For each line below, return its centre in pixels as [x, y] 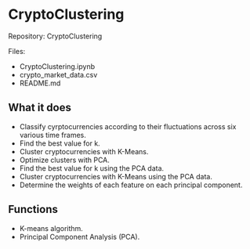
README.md [40, 83]
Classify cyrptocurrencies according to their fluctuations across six [128, 126]
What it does [40, 108]
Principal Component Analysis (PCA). [80, 236]
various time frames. [53, 135]
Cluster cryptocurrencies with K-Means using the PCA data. [116, 176]
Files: [17, 51]
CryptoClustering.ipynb [57, 66]
